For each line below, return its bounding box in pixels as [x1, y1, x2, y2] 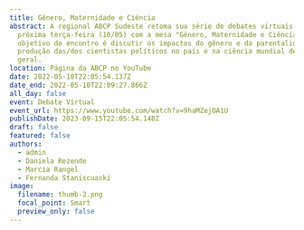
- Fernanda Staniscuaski [17, 173, 111, 182]
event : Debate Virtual [9, 97, 95, 107]
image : [9, 182, 34, 191]
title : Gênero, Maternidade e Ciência [9, 13, 156, 23]
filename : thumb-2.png [17, 190, 103, 199]
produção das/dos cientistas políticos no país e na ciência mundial [17, 47, 285, 56]
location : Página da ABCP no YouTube [9, 64, 152, 73]
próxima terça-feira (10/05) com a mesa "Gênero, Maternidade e [17, 30, 265, 39]
